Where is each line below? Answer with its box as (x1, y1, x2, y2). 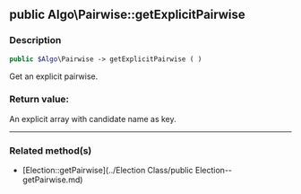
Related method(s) (9, 144, 92, 156)
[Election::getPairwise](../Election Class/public (21, 165, 194, 176)
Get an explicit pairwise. (9, 71, 99, 82)
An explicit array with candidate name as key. (9, 113, 176, 124)
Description (9, 34, 62, 47)
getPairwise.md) (21, 174, 83, 185)
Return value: (9, 93, 70, 106)
